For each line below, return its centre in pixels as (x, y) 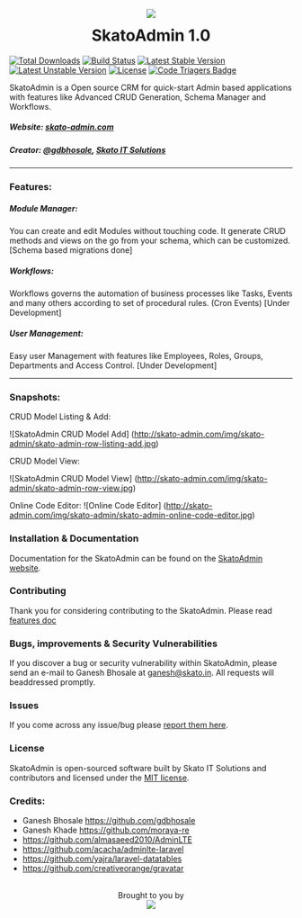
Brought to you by (151, 895)
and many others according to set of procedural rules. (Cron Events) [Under (150, 302)
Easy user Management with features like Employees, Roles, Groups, (136, 355)
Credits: (27, 801)
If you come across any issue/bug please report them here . (119, 725)
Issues (24, 706)
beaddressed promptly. (53, 682)
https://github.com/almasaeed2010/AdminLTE (107, 840)
